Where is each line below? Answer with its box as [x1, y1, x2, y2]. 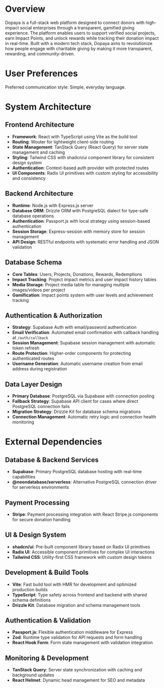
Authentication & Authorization [5, 311, 103, 320]
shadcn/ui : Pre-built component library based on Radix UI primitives [12, 544, 150, 550]
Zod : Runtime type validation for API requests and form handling [12, 635, 142, 641]
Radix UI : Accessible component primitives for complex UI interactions [12, 549, 155, 555]
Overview [5, 3, 46, 15]
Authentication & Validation [5, 616, 91, 624]
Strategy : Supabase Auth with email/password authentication [12, 324, 137, 330]
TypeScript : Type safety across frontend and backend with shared [12, 592, 147, 597]
